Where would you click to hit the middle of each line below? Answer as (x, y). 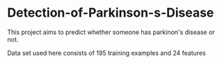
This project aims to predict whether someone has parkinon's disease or (111, 32)
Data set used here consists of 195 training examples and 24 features (107, 53)
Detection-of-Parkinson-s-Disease (111, 13)
